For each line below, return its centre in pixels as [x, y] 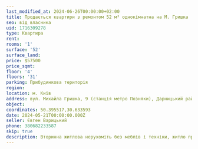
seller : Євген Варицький [37, 121]
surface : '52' [24, 50]
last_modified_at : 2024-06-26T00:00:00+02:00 [63, 11]
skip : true [19, 132]
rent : [13, 39]
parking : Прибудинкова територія [47, 83]
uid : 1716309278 [26, 28]
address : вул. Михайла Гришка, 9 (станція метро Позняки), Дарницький [95, 99]
